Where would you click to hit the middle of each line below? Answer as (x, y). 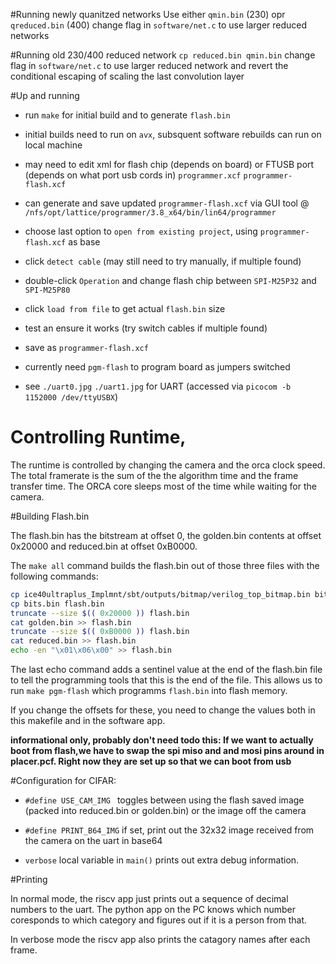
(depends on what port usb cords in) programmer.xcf (133, 175)
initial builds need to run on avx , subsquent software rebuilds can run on (173, 134)
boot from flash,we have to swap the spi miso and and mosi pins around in (167, 751)
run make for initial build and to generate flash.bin (127, 115)
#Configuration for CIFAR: (63, 781)
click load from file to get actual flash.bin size (125, 308)
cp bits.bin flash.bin (57, 604)
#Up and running (45, 95)
